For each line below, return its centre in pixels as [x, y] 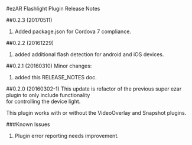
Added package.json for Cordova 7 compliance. [73, 31]
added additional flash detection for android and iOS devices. [89, 54]
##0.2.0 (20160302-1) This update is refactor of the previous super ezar [94, 89]
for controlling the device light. [43, 101]
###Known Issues [28, 124]
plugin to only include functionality [48, 95]
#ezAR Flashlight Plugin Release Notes [53, 9]
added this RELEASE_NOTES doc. [56, 77]
